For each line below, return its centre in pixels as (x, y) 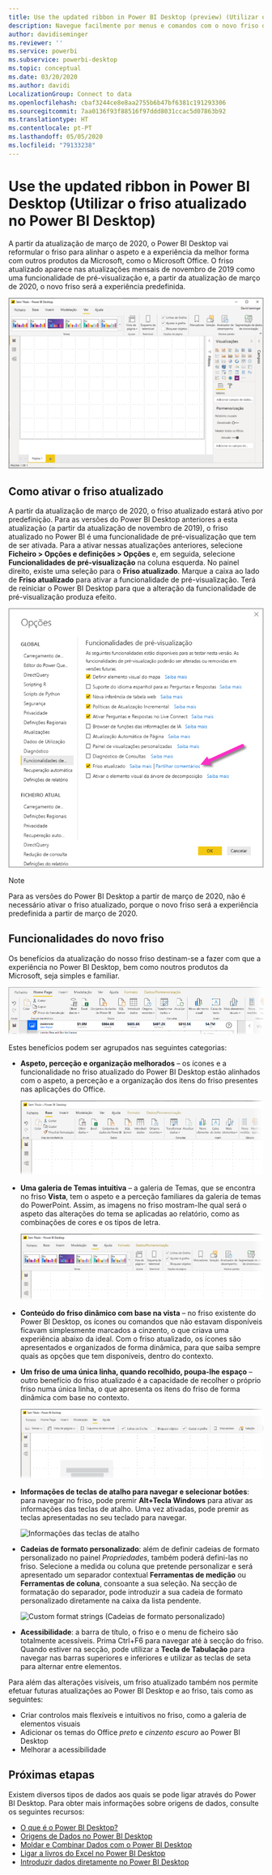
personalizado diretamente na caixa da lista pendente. (110, 1600)
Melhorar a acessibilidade (63, 1749)
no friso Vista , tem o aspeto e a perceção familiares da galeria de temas (140, 1196)
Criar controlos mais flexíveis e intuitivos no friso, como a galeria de (133, 1715)
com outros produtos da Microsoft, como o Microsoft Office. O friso (121, 260)
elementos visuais (50, 1723)
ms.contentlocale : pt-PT (50, 128)
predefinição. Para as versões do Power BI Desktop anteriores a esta (123, 519)
